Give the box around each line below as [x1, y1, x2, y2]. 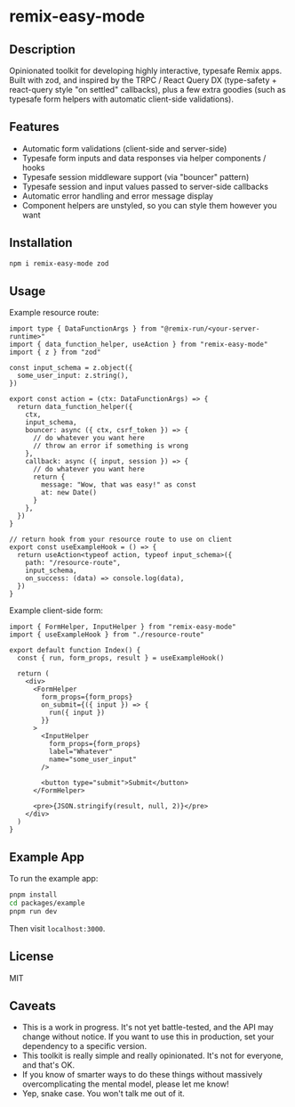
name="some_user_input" [48, 755, 138, 764]
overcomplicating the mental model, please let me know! [21, 1078, 229, 1089]
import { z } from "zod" [9, 348, 101, 357]
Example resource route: [9, 307, 100, 318]
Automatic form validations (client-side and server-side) [21, 143, 227, 153]
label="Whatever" [48, 747, 114, 757]
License [9, 949, 54, 964]
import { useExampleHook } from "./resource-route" [9, 630, 204, 639]
